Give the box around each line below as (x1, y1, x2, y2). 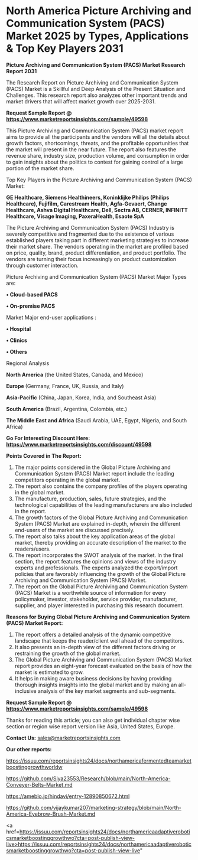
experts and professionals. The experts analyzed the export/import (14, 564, 178, 571)
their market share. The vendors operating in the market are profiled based (6, 243, 189, 250)
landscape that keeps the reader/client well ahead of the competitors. (14, 637, 184, 644)
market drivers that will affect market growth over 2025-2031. (6, 97, 156, 105)
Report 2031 (6, 67, 37, 74)
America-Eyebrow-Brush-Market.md (6, 810, 96, 817)
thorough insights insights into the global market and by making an (14, 681, 177, 688)
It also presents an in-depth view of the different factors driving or (14, 643, 176, 650)
